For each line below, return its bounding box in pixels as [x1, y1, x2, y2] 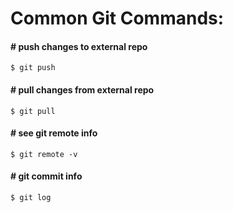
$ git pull [10, 106, 56, 116]
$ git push [10, 63, 56, 73]
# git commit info [10, 170, 83, 182]
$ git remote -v [10, 149, 78, 159]
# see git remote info [10, 127, 98, 139]
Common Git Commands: [10, 7, 225, 30]
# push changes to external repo [10, 40, 148, 52]
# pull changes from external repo [10, 83, 155, 96]
